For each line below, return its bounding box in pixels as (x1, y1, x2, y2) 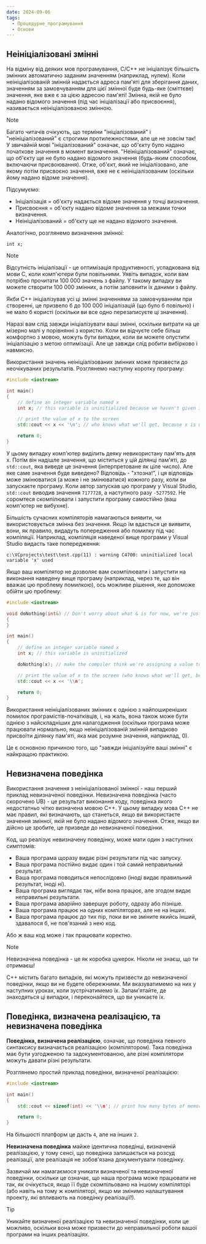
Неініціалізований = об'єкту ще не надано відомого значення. (15, 218, 178, 225)
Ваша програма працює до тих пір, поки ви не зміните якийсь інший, (15, 913, 197, 921)
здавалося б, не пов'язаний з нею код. (15, 919, 117, 927)
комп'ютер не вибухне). (6, 502, 69, 509)
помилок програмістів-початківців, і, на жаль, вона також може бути (6, 712, 188, 720)
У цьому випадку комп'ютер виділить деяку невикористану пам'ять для (6, 449, 196, 457)
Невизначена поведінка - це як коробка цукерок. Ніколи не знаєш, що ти (6, 955, 198, 963)
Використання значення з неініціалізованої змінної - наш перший (6, 785, 177, 792)
